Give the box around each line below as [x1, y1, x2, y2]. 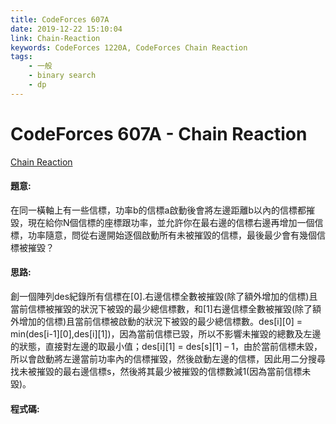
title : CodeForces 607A [10, 14, 110, 25]
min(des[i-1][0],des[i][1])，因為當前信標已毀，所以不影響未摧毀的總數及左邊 [10, 328, 322, 340]
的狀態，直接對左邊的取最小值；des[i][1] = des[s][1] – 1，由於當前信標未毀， [10, 341, 323, 353]
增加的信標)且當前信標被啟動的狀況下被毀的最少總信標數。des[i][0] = [18, 316, 303, 328]
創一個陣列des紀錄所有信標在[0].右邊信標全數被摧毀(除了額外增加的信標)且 [10, 291, 318, 303]
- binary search [28, 71, 97, 81]
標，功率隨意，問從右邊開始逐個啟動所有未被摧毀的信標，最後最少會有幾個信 [10, 229, 326, 241]
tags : [10, 52, 33, 62]
